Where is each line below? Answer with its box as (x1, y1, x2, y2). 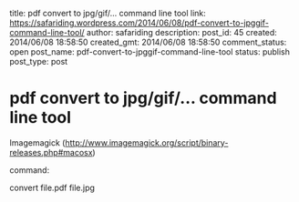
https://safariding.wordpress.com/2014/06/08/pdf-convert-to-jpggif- (9, 17, 269, 28)
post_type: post (9, 56, 68, 66)
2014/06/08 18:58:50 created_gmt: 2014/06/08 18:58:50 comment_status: (9, 36, 287, 47)
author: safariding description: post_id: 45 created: (86, 27, 278, 37)
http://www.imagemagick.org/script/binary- (65, 136, 229, 148)
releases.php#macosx (9, 146, 93, 157)
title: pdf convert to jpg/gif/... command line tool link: (9, 8, 207, 18)
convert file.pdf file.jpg (9, 182, 96, 193)
